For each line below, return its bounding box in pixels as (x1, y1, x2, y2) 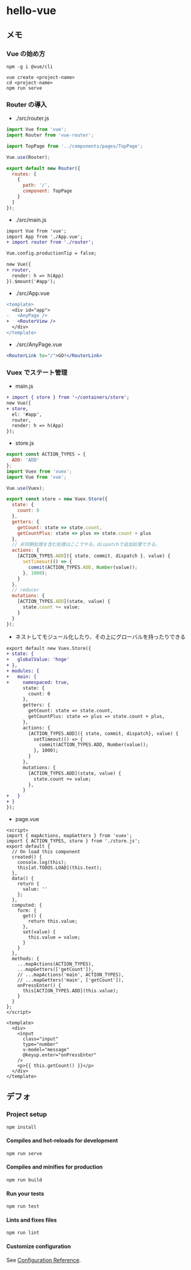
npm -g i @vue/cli (6, 64, 53, 70)
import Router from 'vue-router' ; (6, 132, 95, 138)
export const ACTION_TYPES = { (6, 451, 86, 457)
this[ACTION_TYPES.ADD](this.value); (22, 988, 119, 994)
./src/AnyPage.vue (15, 341, 62, 348)
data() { (12, 875, 34, 881)
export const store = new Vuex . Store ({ (6, 496, 108, 502)
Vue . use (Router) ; (6, 154, 51, 160)
